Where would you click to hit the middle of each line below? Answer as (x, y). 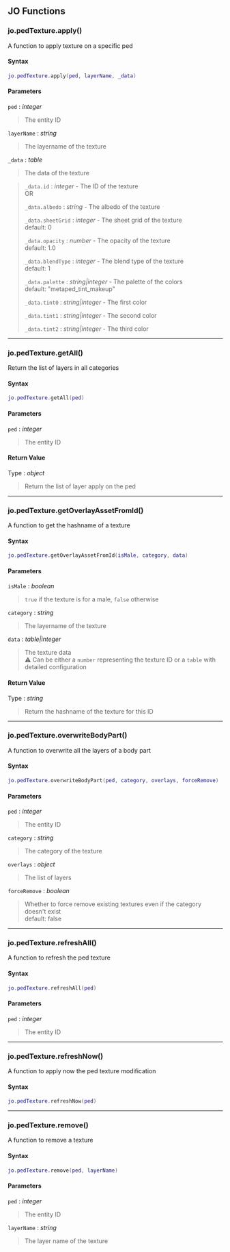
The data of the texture (57, 173)
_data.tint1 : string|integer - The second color (90, 315)
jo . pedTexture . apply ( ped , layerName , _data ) (72, 76)
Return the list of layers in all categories (63, 368)
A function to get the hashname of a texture (69, 525)
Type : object (26, 473)
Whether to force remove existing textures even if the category (113, 904)
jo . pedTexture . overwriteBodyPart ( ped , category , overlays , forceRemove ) (113, 781)
